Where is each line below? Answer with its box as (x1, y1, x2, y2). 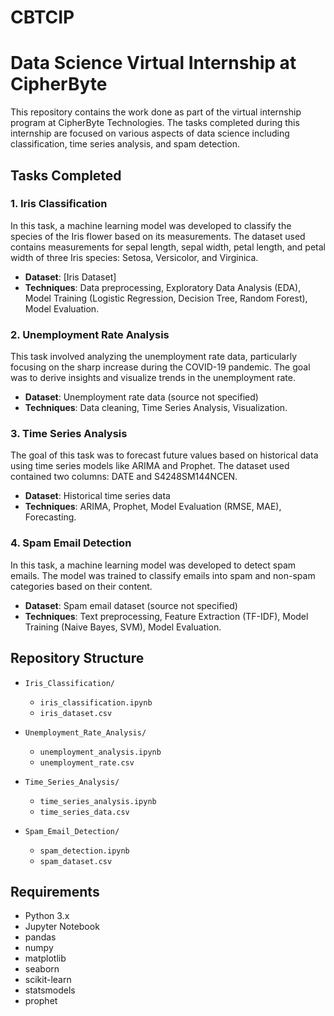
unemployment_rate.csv (39, 757, 135, 768)
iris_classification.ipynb (39, 697, 153, 708)
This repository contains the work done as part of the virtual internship (10, 106, 302, 118)
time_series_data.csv (39, 807, 130, 817)
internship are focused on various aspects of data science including (10, 127, 290, 140)
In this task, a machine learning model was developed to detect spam (10, 559, 297, 571)
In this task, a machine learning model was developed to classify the (10, 219, 292, 231)
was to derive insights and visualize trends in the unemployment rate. (10, 372, 296, 384)
